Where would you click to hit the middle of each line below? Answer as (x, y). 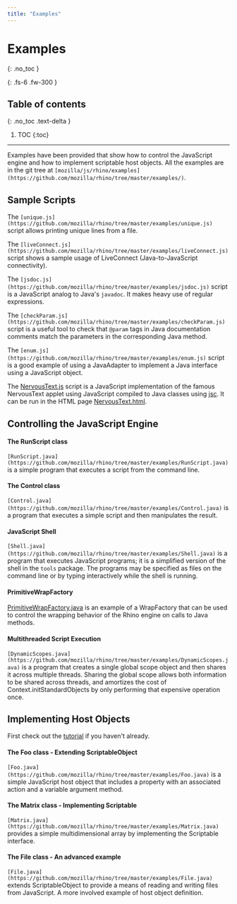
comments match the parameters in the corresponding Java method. (107, 337)
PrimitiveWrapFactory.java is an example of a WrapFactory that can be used (117, 607)
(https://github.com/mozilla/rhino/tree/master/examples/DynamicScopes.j (118, 660)
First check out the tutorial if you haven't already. (79, 736)
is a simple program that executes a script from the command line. (103, 470)
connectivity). (28, 266)
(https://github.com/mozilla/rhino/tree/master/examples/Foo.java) (109, 775)
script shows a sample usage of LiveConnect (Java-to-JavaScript (103, 258)
